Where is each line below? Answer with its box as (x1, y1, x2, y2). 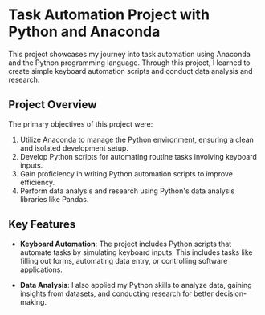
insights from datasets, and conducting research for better (19, 289, 214, 298)
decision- (215, 289, 247, 298)
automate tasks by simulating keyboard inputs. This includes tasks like (19, 247, 253, 257)
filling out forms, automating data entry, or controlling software (19, 256, 228, 265)
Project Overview (8, 98, 97, 111)
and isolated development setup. (19, 143, 128, 153)
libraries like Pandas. (19, 194, 89, 204)
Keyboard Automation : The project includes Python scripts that (19, 239, 232, 248)
